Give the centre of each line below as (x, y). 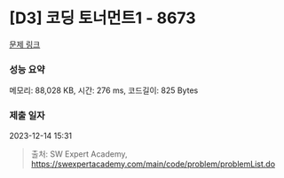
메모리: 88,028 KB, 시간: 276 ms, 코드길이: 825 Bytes (104, 90)
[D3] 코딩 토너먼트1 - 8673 (103, 18)
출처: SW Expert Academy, (79, 154)
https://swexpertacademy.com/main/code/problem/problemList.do (153, 164)
